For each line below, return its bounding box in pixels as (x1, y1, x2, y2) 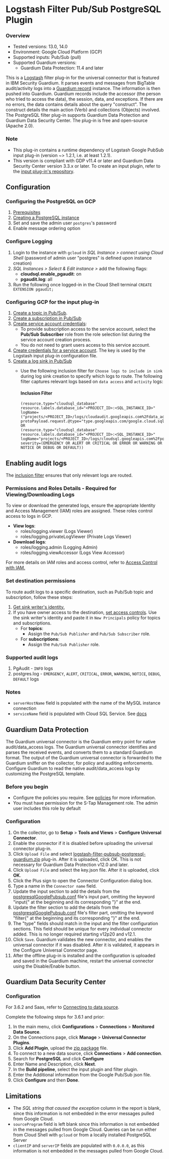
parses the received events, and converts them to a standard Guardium (6, 749, 153, 755)
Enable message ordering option (13, 225, 81, 231)
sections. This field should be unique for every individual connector (13, 925, 152, 932)
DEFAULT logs (13, 676, 39, 682)
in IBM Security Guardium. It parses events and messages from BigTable (6, 80, 155, 86)
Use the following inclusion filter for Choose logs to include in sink (20, 368, 163, 374)
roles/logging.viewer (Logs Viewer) (20, 528, 93, 534)
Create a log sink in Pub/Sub (13, 358, 72, 364)
